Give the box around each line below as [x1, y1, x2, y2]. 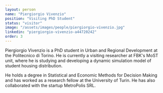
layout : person [5, 7, 36, 12]
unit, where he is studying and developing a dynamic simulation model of [5, 58, 152, 63]
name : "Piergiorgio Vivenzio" [5, 12, 67, 16]
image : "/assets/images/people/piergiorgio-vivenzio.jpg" [5, 25, 125, 30]
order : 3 [5, 34, 23, 39]
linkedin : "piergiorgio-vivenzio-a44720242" [5, 30, 97, 34]
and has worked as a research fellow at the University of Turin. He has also [5, 77, 156, 83]
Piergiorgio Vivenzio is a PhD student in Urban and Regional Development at [5, 47, 158, 53]
